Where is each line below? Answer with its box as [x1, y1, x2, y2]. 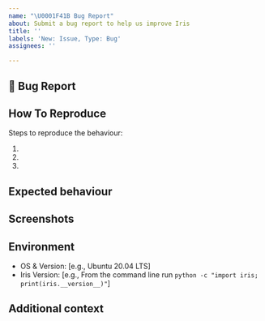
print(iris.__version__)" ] [19, 278, 111, 288]
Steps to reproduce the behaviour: [8, 128, 123, 138]
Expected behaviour [8, 184, 113, 199]
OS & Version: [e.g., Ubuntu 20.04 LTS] [19, 261, 152, 271]
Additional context [8, 302, 104, 316]
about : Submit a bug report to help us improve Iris [8, 19, 190, 28]
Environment [8, 240, 75, 254]
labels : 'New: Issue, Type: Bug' [8, 34, 122, 43]
